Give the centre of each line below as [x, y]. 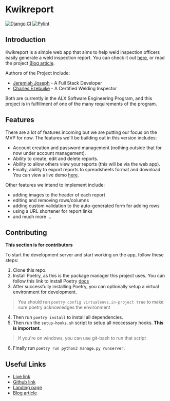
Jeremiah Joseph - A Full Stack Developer [58, 83]
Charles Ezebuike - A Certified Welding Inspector [65, 88]
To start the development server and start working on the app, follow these [85, 255]
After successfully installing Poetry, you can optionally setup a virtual [86, 287]
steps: [12, 260]
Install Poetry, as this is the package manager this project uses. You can [89, 276]
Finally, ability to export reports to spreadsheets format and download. [87, 169]
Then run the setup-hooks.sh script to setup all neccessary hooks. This [88, 323]
